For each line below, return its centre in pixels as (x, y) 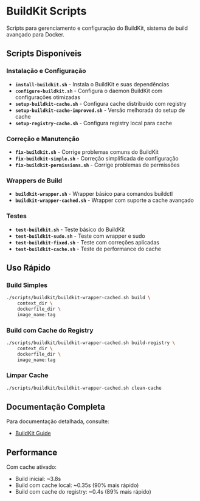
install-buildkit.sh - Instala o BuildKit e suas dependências (92, 84)
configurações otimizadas (48, 97)
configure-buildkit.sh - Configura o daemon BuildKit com (89, 91)
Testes (17, 216)
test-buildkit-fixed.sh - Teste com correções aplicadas (87, 242)
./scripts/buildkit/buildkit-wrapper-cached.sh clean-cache (84, 388)
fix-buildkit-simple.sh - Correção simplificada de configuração (97, 158)
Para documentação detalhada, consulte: (58, 421)
